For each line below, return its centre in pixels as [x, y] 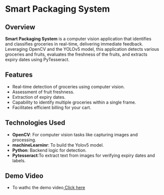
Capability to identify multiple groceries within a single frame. [74, 102]
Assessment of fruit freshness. [43, 92]
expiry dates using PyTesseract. [37, 59]
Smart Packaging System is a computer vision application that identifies [78, 39]
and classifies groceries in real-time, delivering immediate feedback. [74, 44]
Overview [20, 27]
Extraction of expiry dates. [39, 97]
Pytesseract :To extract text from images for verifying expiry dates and [83, 155]
